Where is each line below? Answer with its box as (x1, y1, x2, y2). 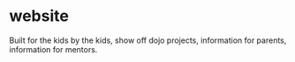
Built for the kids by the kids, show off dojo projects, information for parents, (9, 35, 287, 45)
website (9, 6, 69, 26)
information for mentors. (9, 44, 98, 54)
